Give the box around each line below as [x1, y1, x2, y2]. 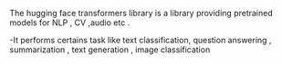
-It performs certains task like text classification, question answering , [9, 35, 272, 45]
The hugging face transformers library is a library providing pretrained [9, 8, 274, 18]
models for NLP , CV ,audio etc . [9, 17, 131, 28]
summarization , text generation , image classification [9, 44, 211, 55]
